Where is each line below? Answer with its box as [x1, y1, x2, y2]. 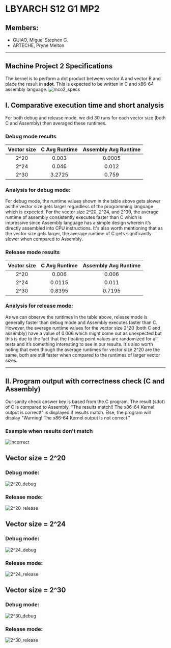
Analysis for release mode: [5, 302, 73, 309]
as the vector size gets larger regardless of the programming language [5, 204, 154, 210]
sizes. [5, 357, 18, 363]
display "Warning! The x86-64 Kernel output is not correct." [5, 414, 131, 421]
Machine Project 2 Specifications [5, 62, 113, 70]
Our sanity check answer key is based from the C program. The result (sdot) [5, 398, 165, 405]
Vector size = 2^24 [5, 520, 66, 529]
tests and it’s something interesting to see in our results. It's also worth [5, 341, 154, 347]
